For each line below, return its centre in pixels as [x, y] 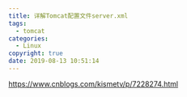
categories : [28, 38]
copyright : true [36, 53]
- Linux [29, 46]
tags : [17, 23]
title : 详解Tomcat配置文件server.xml [68, 16]
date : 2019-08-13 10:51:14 [54, 61]
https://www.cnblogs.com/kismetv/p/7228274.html [93, 84]
